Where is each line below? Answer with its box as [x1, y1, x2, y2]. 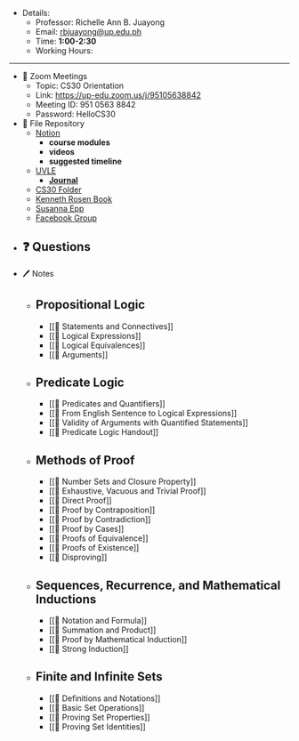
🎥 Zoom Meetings [21, 71, 87, 81]
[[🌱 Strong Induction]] [48, 644, 129, 655]
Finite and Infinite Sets [35, 669, 163, 684]
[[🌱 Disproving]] [48, 552, 108, 563]
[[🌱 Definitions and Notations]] [48, 693, 161, 704]
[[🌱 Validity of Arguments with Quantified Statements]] [48, 417, 249, 428]
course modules [48, 137, 111, 148]
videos [48, 147, 76, 157]
